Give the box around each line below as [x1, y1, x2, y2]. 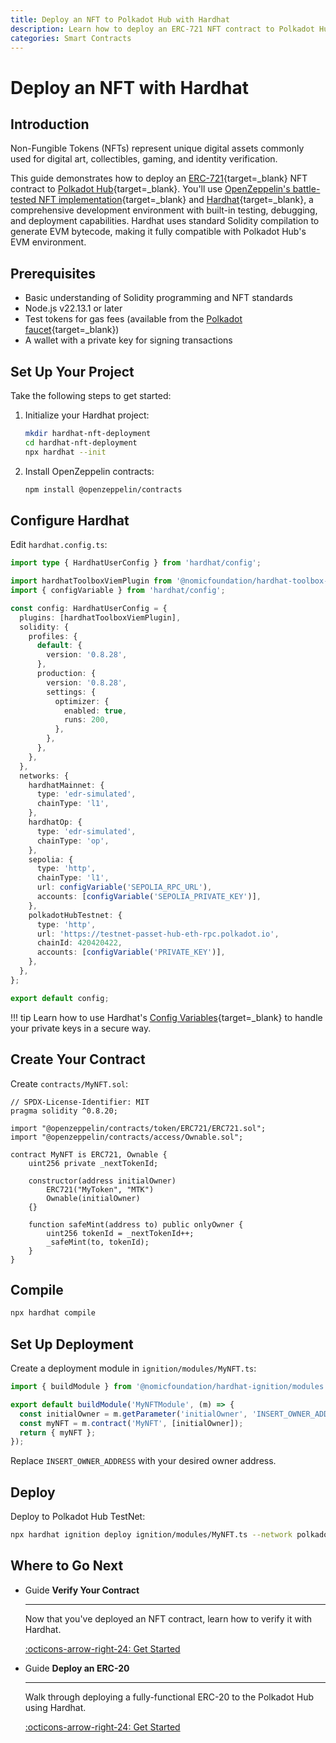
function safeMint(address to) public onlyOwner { [28, 1219, 244, 1230]
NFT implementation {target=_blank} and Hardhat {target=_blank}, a [38, 194, 314, 206]
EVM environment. [10, 236, 87, 248]
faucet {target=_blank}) [24, 324, 120, 336]
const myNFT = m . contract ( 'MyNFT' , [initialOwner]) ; [19, 1418, 244, 1428]
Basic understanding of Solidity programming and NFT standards [24, 292, 293, 304]
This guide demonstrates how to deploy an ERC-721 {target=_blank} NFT [10, 172, 308, 185]
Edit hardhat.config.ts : [10, 539, 108, 551]
